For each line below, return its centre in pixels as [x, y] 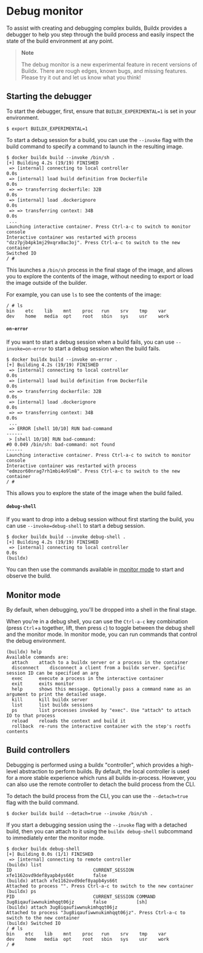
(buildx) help [24, 652]
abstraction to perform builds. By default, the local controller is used [104, 771]
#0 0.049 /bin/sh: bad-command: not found [61, 445]
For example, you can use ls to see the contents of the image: [84, 294]
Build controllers [38, 750]
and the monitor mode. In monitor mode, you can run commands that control [102, 634]
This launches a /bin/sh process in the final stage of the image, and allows [100, 270]
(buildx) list [24, 865]
